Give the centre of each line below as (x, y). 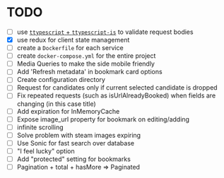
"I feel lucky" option (46, 151)
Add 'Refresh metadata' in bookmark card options (90, 72)
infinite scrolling (40, 127)
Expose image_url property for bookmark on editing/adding (103, 119)
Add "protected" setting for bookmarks (74, 159)
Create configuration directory (61, 80)
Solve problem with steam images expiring (79, 135)
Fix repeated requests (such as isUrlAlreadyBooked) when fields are (116, 95)
